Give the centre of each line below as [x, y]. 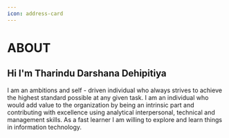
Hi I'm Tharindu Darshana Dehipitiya [87, 74]
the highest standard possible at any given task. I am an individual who [108, 97]
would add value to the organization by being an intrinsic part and [101, 105]
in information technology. [44, 127]
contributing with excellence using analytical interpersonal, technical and [111, 112]
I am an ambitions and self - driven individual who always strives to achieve [115, 90]
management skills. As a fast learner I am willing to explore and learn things [115, 119]
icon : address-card [35, 14]
